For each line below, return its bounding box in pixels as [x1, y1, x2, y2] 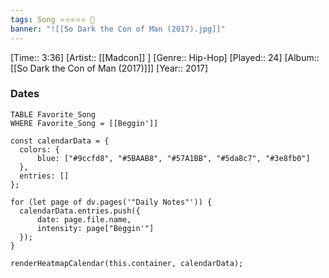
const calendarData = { [10, 136, 110, 146]
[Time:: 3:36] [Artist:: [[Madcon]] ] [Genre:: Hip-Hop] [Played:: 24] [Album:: [10, 51, 320, 63]
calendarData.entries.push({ [19, 206, 141, 216]
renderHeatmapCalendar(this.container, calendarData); [10, 258, 244, 268]
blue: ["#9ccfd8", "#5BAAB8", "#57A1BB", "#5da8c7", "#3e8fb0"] [36, 153, 311, 163]
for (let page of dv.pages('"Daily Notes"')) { [10, 197, 213, 207]
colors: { [19, 144, 60, 155]
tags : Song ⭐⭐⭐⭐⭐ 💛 [10, 14, 95, 25]
